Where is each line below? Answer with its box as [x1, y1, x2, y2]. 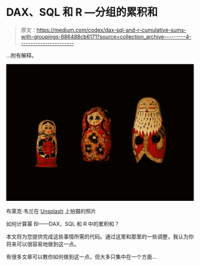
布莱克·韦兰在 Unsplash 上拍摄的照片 [6, 207, 96, 215]
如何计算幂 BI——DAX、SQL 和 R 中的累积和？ [6, 221, 120, 228]
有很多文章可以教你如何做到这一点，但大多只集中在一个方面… [6, 253, 157, 261]
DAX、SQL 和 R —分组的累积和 [6, 5, 158, 19]
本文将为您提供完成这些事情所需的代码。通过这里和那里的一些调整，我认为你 [6, 233, 194, 240]
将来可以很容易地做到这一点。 [6, 240, 79, 248]
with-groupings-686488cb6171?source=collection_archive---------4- [20, 33, 192, 40]
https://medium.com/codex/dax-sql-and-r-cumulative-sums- [36, 26, 186, 33]
